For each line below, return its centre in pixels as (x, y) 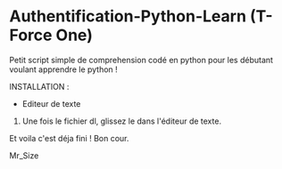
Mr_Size (24, 155)
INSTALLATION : (39, 86)
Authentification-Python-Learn (128, 16)
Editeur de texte (51, 103)
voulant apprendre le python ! (63, 69)
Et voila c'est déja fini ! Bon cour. (69, 138)
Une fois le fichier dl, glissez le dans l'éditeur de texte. (121, 121)
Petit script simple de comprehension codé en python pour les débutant (141, 60)
